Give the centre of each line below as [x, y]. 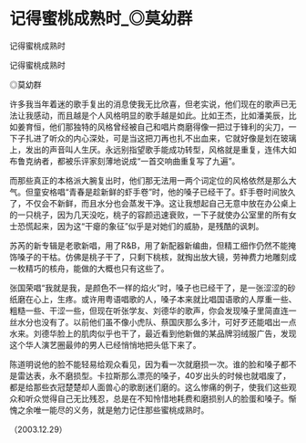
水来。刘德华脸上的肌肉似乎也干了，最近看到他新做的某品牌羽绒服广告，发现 [153, 333]
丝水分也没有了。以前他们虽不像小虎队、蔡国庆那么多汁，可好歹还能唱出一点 [153, 322]
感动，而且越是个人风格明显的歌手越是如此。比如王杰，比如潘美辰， [161, 115]
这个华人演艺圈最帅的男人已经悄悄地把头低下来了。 [105, 344]
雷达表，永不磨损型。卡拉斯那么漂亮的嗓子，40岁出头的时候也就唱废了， [154, 375]
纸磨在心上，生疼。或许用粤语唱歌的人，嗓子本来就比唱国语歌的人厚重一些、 [153, 299]
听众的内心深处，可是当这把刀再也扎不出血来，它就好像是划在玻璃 [173, 138]
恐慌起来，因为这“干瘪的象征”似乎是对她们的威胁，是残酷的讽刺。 [140, 226]
